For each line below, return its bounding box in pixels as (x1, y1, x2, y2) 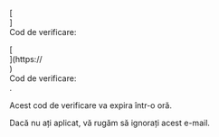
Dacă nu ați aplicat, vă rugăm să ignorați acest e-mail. (9, 117, 211, 128)
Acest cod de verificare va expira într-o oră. (9, 100, 172, 111)
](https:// (9, 54, 43, 64)
